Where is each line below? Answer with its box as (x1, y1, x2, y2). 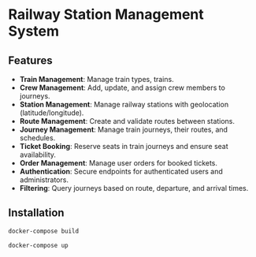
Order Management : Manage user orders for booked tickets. (19, 158, 218, 167)
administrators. (19, 175, 69, 184)
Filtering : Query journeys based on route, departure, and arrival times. (19, 184, 249, 192)
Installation (8, 207, 65, 220)
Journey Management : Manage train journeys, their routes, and (19, 125, 228, 134)
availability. (19, 150, 57, 159)
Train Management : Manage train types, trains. (19, 75, 175, 84)
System (8, 22, 60, 40)
